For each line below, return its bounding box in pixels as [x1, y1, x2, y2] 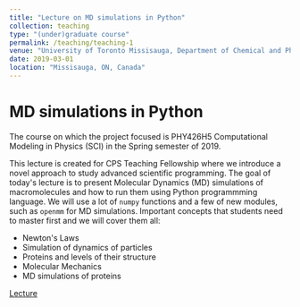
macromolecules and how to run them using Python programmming [9, 186, 258, 197]
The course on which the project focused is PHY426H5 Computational [9, 131, 268, 141]
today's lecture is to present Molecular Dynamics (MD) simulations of [9, 176, 264, 188]
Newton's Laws [21, 232, 79, 243]
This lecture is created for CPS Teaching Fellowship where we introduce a [9, 158, 281, 168]
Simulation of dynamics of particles [21, 242, 154, 252]
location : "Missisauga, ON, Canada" [9, 64, 146, 72]
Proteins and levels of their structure [21, 252, 156, 262]
